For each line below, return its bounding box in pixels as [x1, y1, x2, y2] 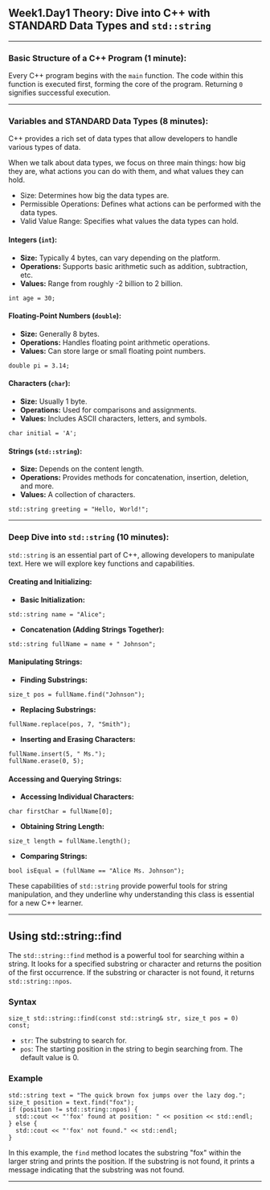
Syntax [8, 996, 37, 1007]
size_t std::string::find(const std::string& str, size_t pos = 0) [8, 1014, 239, 1022]
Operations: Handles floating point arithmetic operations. [19, 338, 211, 347]
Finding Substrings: [19, 674, 88, 684]
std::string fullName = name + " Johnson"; [8, 640, 157, 648]
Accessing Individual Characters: [19, 792, 134, 802]
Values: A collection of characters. [19, 490, 136, 500]
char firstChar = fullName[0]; [8, 807, 113, 816]
